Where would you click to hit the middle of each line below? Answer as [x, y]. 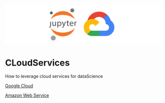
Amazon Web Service [27, 96]
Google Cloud [19, 86]
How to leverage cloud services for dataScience [54, 76]
